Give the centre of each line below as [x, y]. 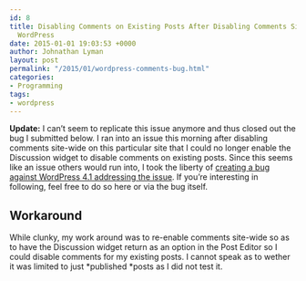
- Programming [36, 86]
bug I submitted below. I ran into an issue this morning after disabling [139, 139]
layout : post [34, 60]
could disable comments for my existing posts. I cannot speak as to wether [150, 257]
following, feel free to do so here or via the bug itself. [108, 187]
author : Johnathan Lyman [56, 52]
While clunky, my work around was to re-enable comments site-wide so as [149, 237]
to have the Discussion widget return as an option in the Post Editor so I [143, 247]
